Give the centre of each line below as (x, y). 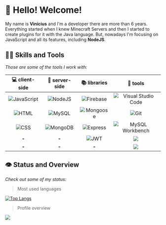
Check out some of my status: (36, 179)
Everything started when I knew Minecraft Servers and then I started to (77, 29)
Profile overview (34, 208)
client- (26, 80)
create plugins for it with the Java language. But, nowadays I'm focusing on (82, 34)
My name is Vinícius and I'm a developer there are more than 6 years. (76, 24)
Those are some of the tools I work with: (46, 67)
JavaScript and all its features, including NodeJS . (55, 40)
